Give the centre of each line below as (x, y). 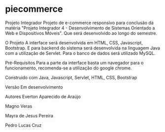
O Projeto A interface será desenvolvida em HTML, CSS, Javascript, (74, 42)
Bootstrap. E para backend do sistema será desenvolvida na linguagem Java (82, 48)
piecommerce (34, 9)
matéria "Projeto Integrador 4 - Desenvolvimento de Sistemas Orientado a (80, 28)
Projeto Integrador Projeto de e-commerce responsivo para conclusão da (79, 23)
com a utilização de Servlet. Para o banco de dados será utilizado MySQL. (80, 53)
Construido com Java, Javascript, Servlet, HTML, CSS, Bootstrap (71, 77)
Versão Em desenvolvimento (34, 87)
